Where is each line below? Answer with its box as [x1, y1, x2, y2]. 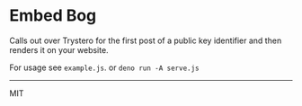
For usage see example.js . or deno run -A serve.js [9, 62, 200, 73]
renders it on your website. [9, 44, 110, 55]
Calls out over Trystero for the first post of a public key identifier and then [9, 35, 282, 46]
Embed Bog [9, 5, 97, 26]
